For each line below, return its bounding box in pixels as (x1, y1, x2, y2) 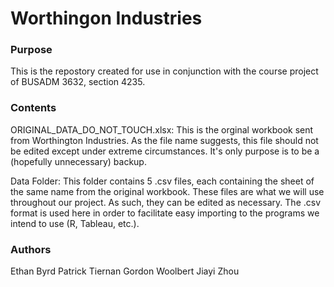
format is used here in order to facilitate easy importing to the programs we (10, 207, 320, 219)
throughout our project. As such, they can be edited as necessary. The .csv (10, 196, 322, 208)
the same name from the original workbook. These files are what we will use (10, 185, 325, 197)
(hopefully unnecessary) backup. (10, 155, 147, 167)
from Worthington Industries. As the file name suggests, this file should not (10, 134, 319, 146)
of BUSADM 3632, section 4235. (10, 76, 146, 88)
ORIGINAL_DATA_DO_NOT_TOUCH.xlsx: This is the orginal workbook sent (10, 123, 314, 136)
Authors (10, 242, 52, 256)
